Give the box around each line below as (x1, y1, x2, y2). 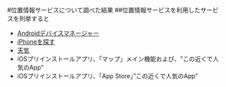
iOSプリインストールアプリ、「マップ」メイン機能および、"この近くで (16, 55, 213, 63)
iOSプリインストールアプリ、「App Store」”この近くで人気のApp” (16, 72, 198, 80)
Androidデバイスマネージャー (16, 29, 100, 37)
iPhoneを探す (16, 38, 56, 46)
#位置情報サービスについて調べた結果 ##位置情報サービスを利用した (7, 6, 201, 14)
